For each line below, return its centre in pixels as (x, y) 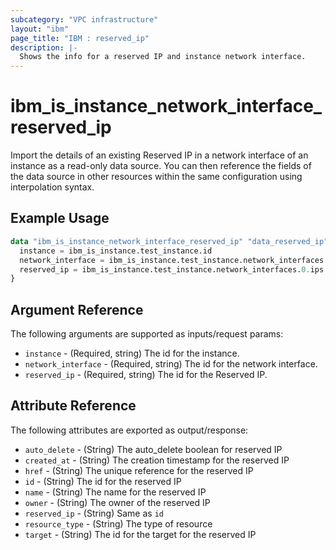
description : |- (44, 47)
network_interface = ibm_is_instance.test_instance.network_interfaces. (174, 260)
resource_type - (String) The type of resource (118, 523)
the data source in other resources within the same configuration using (156, 177)
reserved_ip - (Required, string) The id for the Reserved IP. (146, 375)
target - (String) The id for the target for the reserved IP (140, 534)
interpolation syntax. (52, 187)
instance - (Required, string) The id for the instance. (132, 353)
